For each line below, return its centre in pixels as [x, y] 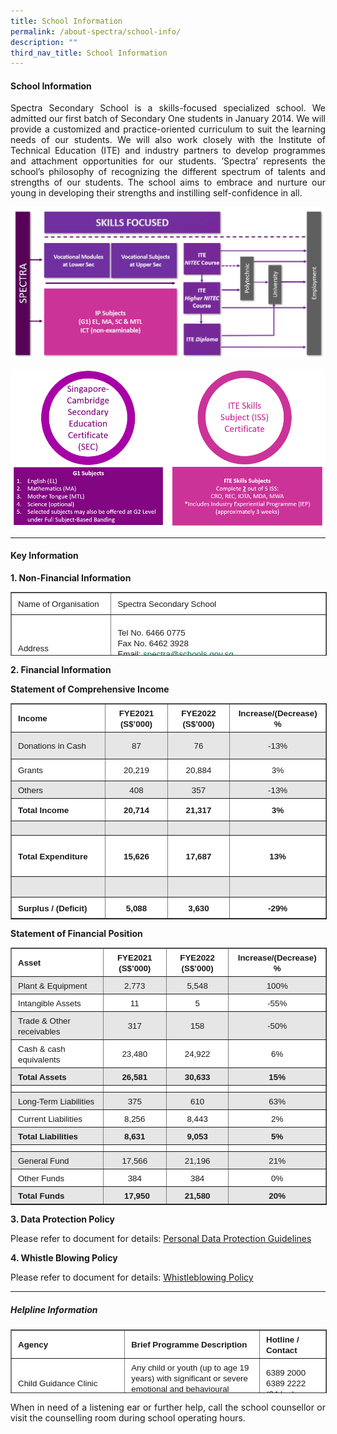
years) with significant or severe [189, 1378]
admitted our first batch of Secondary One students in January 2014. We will [168, 119]
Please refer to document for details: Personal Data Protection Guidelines [161, 1238]
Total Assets [42, 1076]
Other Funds [41, 1178]
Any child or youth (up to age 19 [190, 1367]
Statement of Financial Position [76, 933]
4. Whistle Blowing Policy [64, 1257]
